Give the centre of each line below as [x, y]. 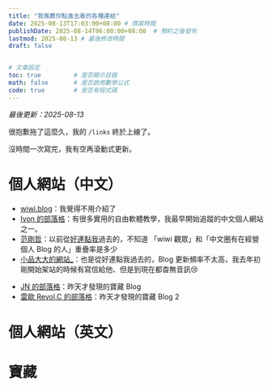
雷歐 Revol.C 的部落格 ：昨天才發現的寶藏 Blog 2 [100, 296]
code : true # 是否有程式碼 [63, 90]
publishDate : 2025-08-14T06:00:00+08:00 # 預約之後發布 [103, 31]
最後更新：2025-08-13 [46, 114]
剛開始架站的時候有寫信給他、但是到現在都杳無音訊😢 [109, 269]
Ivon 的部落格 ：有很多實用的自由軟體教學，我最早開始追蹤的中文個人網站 [142, 219]
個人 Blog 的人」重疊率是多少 [69, 249]
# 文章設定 [24, 68]
